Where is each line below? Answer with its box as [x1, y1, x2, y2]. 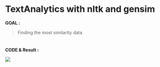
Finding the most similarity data [17, 29, 82, 35]
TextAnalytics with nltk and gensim [5, 3, 155, 15]
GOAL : [5, 20, 20, 26]
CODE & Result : [5, 47, 39, 53]
